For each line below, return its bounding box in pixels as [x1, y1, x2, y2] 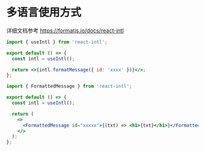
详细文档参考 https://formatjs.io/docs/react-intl [6, 27, 124, 34]
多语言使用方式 [6, 5, 82, 19]
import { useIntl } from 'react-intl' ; [6, 39, 108, 45]
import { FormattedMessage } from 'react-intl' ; [6, 83, 132, 90]
